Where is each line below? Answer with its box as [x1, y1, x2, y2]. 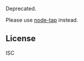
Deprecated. [5, 5, 37, 12]
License [5, 34, 36, 44]
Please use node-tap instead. [5, 17, 79, 23]
